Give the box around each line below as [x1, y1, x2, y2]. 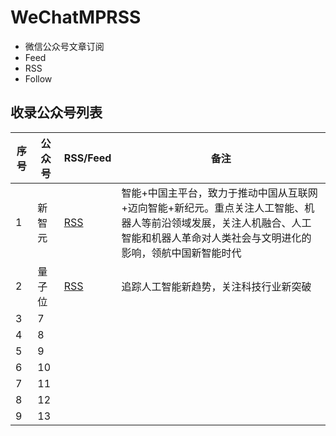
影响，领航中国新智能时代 [121, 246, 242, 260]
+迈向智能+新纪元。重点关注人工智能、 [121, 201, 305, 215]
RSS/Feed [63, 151, 112, 165]
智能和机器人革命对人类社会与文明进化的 [121, 231, 312, 245]
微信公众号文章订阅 [24, 40, 105, 52]
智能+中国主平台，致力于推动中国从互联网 [121, 186, 318, 200]
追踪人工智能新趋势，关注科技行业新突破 [121, 279, 312, 293]
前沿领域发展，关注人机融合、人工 [151, 216, 312, 230]
